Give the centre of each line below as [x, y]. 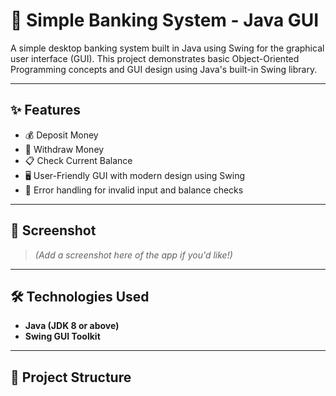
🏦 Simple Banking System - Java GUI [165, 20]
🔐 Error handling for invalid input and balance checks [134, 190]
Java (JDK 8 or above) [72, 326]
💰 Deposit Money [61, 135]
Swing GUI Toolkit [62, 336]
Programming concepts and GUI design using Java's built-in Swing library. [164, 69]
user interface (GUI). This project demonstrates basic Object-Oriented [155, 58]
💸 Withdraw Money [64, 149]
